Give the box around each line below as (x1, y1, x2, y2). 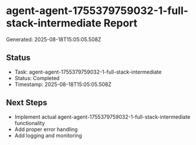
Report (103, 16, 137, 30)
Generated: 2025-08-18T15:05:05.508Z (6, 36, 101, 43)
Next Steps (6, 98, 47, 108)
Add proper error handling (14, 126, 78, 133)
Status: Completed (14, 74, 60, 81)
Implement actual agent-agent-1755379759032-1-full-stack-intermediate (14, 113, 191, 120)
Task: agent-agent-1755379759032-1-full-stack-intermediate (14, 68, 162, 75)
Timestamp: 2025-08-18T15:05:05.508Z (14, 81, 112, 88)
